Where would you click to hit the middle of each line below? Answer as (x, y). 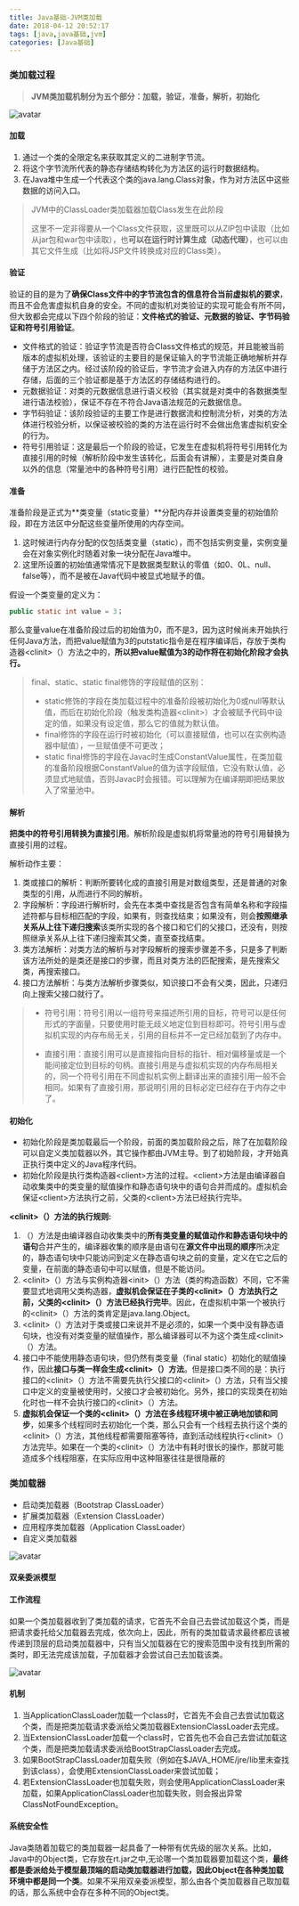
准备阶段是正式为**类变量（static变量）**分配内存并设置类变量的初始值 (140, 512)
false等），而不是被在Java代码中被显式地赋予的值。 (116, 576)
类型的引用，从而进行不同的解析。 (85, 894)
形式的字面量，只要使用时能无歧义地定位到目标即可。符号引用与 (161, 1024)
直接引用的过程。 (40, 845)
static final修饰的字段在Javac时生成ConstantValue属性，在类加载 (163, 757)
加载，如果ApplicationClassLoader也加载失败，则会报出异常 (132, 1793)
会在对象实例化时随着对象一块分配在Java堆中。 (109, 554)
